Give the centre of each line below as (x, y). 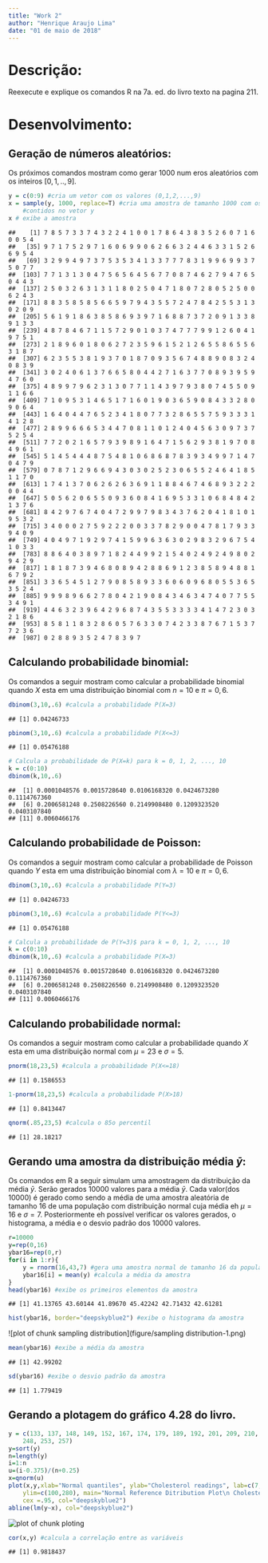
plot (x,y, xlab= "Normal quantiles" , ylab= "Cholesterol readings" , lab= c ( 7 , (135, 1486)
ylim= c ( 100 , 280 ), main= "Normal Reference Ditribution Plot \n (126, 1493)
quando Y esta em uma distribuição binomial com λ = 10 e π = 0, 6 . (118, 870)
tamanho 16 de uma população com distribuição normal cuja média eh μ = (130, 1206)
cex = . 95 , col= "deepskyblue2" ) (75, 1500)
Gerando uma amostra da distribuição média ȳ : (127, 1162)
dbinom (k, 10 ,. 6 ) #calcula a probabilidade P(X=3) (93, 957)
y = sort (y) (25, 1448)
